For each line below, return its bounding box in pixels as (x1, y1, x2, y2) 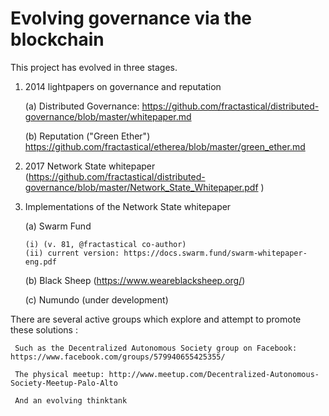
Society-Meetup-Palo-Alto (10, 378, 118, 388)
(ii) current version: (24, 248, 120, 258)
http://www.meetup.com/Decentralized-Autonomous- (108, 369, 320, 379)
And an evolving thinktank (14, 395, 128, 406)
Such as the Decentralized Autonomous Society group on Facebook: (14, 343, 298, 353)
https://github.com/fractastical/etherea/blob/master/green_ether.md (24, 140, 306, 152)
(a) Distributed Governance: (24, 100, 140, 112)
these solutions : (10, 323, 78, 336)
